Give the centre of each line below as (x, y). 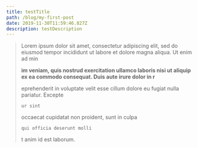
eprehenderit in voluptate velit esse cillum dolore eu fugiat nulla (100, 89)
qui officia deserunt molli (56, 128)
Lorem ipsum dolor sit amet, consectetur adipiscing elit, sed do (99, 46)
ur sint (30, 106)
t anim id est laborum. (48, 140)
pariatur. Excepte (42, 95)
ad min (30, 59)
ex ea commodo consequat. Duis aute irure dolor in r (88, 77)
